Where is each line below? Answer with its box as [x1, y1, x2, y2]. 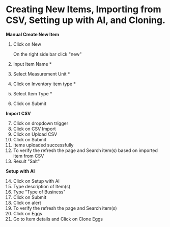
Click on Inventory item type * [13, 81, 76, 87]
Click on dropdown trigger [13, 120, 68, 126]
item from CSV [13, 153, 44, 159]
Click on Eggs [13, 210, 43, 216]
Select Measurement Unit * [13, 70, 70, 77]
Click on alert [13, 199, 41, 206]
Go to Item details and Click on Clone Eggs [13, 216, 103, 222]
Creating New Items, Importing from [6, 4, 161, 15]
